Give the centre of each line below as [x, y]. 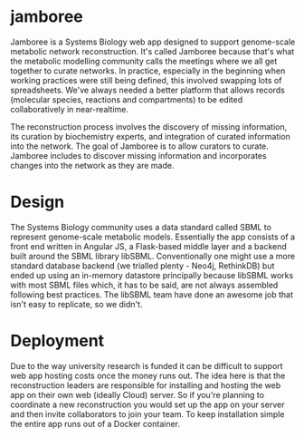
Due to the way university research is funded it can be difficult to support [147, 365]
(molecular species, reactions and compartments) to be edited [127, 99]
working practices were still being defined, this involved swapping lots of [146, 80]
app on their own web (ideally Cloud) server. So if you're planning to [138, 394]
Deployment [57, 341]
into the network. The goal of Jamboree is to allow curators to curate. [140, 146]
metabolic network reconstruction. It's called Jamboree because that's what [152, 51]
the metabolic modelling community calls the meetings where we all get [144, 61]
